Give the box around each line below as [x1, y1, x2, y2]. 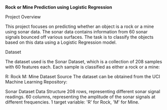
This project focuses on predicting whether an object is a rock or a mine [5, 23, 154, 29]
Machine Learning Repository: [5, 79, 68, 85]
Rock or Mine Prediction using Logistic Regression [5, 4, 112, 10]
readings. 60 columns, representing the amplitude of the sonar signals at [5, 94, 155, 100]
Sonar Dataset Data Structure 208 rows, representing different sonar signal [5, 89, 160, 94]
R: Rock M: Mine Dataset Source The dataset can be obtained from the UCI [5, 74, 160, 79]
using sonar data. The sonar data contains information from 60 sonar [5, 29, 148, 34]
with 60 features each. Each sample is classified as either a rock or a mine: [5, 64, 160, 70]
